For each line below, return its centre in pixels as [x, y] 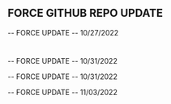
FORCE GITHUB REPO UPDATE [85, 13]
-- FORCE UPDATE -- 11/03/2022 [63, 92]
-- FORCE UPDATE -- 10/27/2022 [63, 32]
